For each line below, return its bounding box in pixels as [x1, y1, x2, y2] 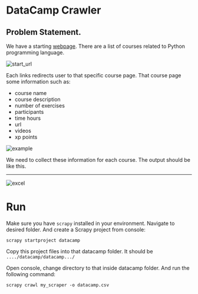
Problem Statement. [6, 27, 81, 37]
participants [14, 109, 44, 115]
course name [14, 90, 47, 96]
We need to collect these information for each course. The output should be [6, 156, 190, 163]
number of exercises [14, 102, 65, 109]
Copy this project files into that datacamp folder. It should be [6, 247, 153, 254]
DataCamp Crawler [6, 4, 101, 17]
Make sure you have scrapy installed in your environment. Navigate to [6, 220, 175, 227]
